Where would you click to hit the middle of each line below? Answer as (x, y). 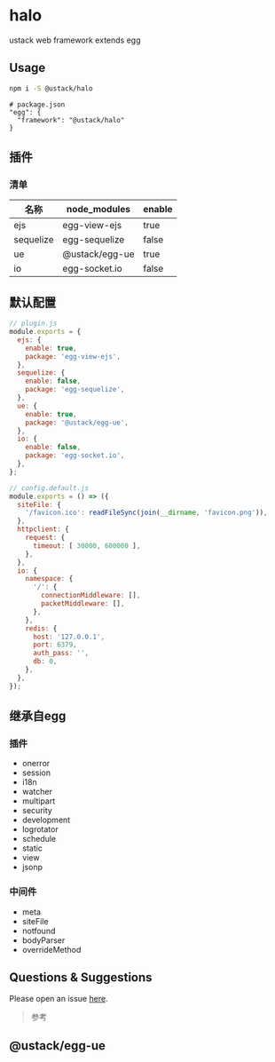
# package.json (37, 104)
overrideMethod (51, 949)
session (36, 773)
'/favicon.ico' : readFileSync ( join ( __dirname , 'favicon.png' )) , (146, 513)
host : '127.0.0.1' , (68, 637)
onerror (36, 764)
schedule (39, 839)
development (46, 820)
